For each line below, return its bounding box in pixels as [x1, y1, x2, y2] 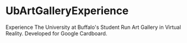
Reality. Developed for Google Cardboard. [5, 29, 108, 37]
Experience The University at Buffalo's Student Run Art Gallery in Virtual [5, 24, 181, 31]
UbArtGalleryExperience [5, 4, 129, 18]
